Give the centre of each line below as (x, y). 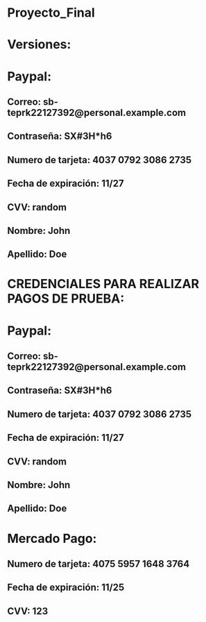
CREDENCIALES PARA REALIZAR (103, 284)
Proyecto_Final (51, 13)
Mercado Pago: (52, 538)
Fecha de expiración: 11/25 (66, 588)
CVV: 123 (28, 611)
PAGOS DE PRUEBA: (66, 299)
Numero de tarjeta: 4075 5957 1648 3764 (98, 564)
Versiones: (39, 45)
